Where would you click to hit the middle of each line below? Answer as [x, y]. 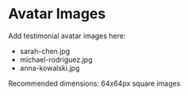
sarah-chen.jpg [45, 51]
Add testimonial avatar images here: [67, 36]
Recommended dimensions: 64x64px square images [94, 83]
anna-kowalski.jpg [50, 67]
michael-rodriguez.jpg [56, 60]
